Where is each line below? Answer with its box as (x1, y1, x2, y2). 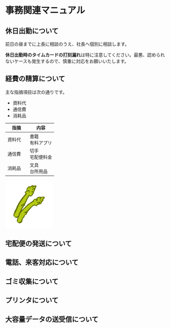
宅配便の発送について (5, 239, 72, 248)
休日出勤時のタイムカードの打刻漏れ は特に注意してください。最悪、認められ (5, 52, 165, 58)
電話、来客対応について (5, 258, 79, 267)
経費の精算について (5, 74, 65, 83)
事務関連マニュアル (5, 5, 85, 16)
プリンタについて (5, 296, 59, 305)
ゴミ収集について (5, 277, 59, 286)
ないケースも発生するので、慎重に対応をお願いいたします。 (5, 58, 129, 64)
